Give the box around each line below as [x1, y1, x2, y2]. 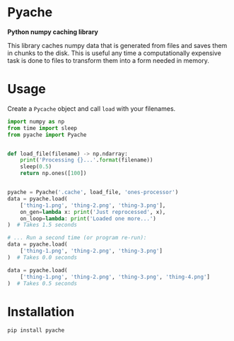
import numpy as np [7, 118, 65, 125]
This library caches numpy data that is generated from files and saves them [7, 41, 228, 49]
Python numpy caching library [7, 28, 99, 36]
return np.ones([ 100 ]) [20, 170, 87, 177]
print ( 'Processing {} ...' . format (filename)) [20, 157, 153, 164]
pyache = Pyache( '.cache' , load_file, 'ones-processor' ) [7, 189, 179, 196]
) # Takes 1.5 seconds [7, 222, 78, 229]
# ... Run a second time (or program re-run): [7, 234, 147, 241]
